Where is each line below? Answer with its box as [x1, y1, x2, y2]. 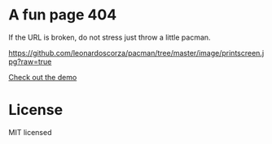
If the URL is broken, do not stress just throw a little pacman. [8, 32, 211, 42]
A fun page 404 [8, 6, 117, 24]
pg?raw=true [8, 57, 52, 66]
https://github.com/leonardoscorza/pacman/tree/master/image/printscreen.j [8, 48, 265, 57]
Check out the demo [8, 72, 77, 82]
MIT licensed [8, 127, 52, 137]
